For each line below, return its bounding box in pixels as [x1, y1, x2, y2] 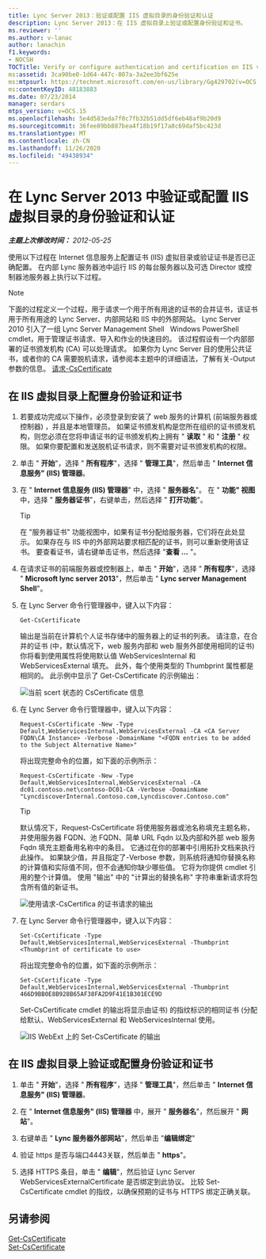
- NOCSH [8, 56, 34, 64]
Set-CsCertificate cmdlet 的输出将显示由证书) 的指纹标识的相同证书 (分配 [19, 1005, 258, 1014]
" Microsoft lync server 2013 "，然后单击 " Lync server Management [19, 574, 247, 583]
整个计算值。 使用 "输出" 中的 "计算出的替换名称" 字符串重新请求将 [33, 872, 251, 882]
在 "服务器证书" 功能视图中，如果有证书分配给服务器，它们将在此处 [19, 528, 239, 536]
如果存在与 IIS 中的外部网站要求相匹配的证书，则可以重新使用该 [35, 537, 243, 547]
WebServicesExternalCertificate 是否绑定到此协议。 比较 [19, 1177, 204, 1186]
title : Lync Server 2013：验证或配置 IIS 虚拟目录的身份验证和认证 [8, 11, 214, 20]
